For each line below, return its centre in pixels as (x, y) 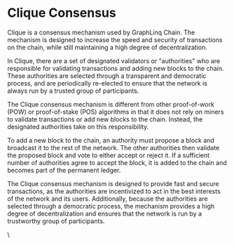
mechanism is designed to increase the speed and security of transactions (115, 39)
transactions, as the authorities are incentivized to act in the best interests (114, 191)
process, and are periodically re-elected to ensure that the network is (108, 83)
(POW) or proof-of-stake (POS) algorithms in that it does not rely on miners (116, 112)
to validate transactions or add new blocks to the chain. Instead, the (105, 119)
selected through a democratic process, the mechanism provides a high (111, 206)
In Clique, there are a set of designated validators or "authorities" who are (114, 60)
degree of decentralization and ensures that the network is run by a (104, 213)
